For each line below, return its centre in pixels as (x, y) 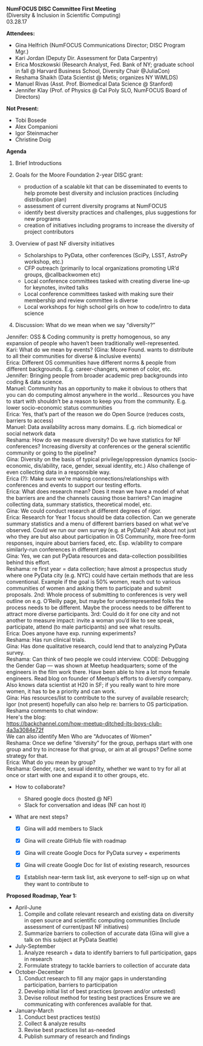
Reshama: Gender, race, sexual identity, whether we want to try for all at (96, 769)
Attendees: (21, 33)
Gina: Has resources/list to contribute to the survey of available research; (98, 698)
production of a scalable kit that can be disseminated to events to (106, 187)
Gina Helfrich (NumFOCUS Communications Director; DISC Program (100, 45)
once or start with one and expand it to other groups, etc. (78, 775)
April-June (28, 908)
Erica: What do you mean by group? (51, 762)
